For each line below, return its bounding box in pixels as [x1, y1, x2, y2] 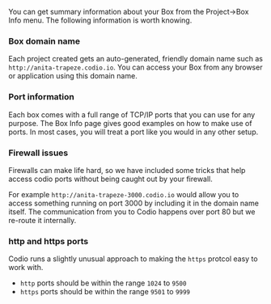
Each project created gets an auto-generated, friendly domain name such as [8, 54, 263, 64]
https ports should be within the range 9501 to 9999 [19, 287, 191, 297]
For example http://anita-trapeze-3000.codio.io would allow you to [8, 189, 239, 199]
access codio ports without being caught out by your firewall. [8, 174, 213, 184]
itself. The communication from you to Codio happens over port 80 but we [8, 206, 256, 217]
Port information [8, 91, 75, 103]
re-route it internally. [8, 215, 77, 225]
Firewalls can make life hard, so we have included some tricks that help [8, 165, 246, 175]
